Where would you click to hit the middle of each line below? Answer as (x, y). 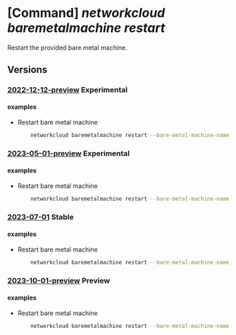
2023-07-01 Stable (41, 217)
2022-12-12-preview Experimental (68, 90)
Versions (27, 70)
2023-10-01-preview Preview (59, 281)
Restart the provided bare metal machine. (68, 47)
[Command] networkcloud (86, 13)
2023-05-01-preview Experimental (69, 153)
